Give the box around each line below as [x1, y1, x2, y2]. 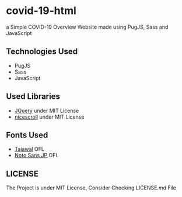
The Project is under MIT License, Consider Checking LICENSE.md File [6, 184, 177, 191]
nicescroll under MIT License [14, 113, 85, 120]
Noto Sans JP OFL [14, 152, 59, 159]
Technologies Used [6, 47, 78, 57]
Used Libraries [6, 92, 60, 102]
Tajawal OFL [14, 146, 45, 153]
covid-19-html [6, 4, 77, 18]
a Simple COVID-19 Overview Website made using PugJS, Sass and [6, 23, 169, 30]
